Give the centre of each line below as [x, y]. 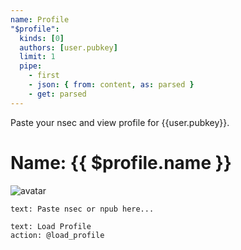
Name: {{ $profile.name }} [121, 162]
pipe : [31, 66]
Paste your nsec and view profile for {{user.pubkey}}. [120, 122]
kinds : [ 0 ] [42, 38]
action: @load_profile [57, 235]
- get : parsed [57, 94]
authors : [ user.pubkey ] [68, 47]
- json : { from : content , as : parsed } [111, 85]
